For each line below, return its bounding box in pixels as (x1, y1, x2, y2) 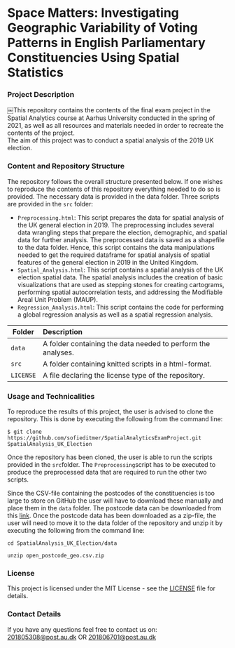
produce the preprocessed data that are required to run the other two (7, 468, 208, 477)
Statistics (7, 65, 64, 81)
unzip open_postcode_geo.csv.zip (7, 553, 105, 560)
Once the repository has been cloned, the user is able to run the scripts (7, 453, 213, 461)
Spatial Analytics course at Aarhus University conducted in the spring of (7, 114, 215, 122)
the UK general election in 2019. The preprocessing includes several (17, 220, 215, 229)
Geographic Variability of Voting (7, 20, 198, 36)
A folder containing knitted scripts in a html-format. (43, 359, 212, 369)
